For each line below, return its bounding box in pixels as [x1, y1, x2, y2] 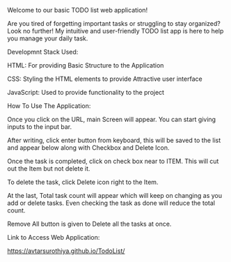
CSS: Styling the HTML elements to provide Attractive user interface [7, 75, 203, 83]
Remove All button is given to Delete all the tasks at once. [7, 219, 172, 228]
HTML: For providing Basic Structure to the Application [7, 61, 164, 69]
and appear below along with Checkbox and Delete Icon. [7, 144, 170, 152]
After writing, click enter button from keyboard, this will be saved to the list [7, 136, 221, 144]
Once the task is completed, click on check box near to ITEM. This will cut [7, 157, 219, 165]
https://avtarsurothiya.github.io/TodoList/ [7, 247, 125, 255]
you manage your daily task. [7, 34, 88, 43]
